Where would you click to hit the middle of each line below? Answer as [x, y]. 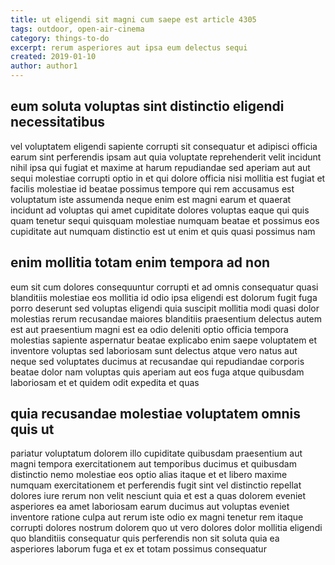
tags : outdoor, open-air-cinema [77, 29]
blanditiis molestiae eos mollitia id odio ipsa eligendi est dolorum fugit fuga [164, 297]
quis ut [32, 429]
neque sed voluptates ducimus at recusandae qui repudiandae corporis [157, 361]
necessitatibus [58, 122]
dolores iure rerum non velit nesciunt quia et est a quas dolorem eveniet [158, 496]
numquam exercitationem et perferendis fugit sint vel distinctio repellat [156, 485]
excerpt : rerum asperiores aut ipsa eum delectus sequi [129, 47]
